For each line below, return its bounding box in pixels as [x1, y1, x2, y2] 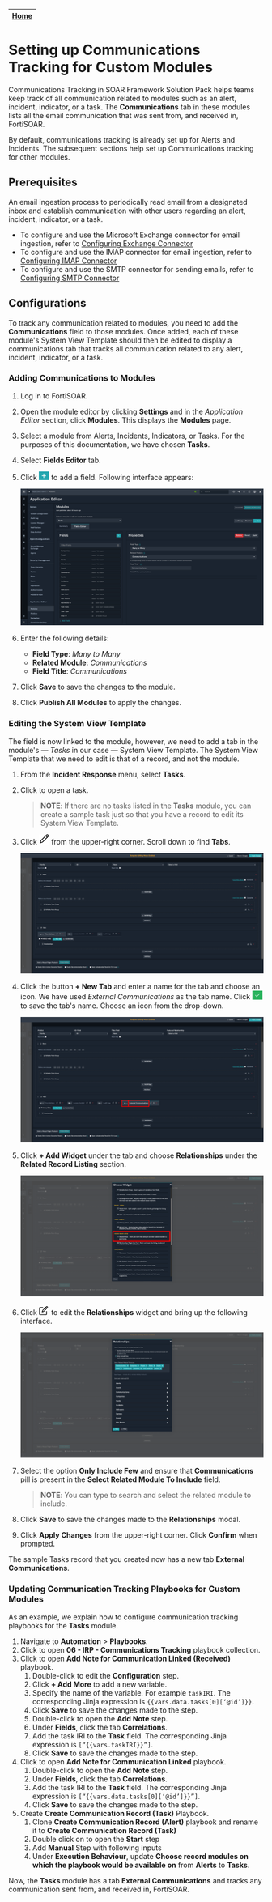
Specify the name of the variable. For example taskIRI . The [32, 1687, 231, 1697]
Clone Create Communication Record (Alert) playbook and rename [32, 1817, 259, 1827]
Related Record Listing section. [19, 1159, 127, 1169]
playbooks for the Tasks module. [8, 1620, 119, 1630]
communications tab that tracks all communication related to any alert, [8, 343, 244, 353]
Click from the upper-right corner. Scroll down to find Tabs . [19, 836, 231, 846]
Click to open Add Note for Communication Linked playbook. [19, 1756, 227, 1766]
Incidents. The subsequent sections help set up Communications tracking [8, 143, 254, 153]
